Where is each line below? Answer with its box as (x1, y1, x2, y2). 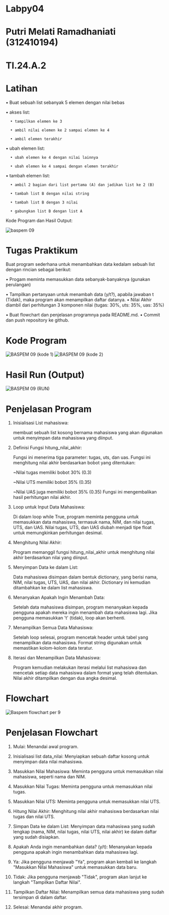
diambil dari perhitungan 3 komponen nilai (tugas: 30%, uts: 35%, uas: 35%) (6, 302, 164, 308)
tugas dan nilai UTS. (13, 814, 55, 820)
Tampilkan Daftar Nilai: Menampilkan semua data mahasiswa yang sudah (13, 889, 164, 895)
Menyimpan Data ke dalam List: (13, 564, 78, 570)
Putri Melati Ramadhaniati (6, 26, 116, 38)
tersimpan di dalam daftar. (13, 894, 67, 900)
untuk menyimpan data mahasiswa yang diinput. (13, 435, 114, 441)
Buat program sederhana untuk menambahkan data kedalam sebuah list (6, 261, 155, 267)
